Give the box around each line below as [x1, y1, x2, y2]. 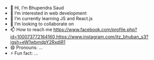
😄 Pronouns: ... [10, 44, 43, 50]
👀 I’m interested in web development [10, 10, 87, 16]
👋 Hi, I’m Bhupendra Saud [10, 5, 65, 11]
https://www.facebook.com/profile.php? [53, 27, 137, 32]
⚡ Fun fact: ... [10, 50, 38, 56]
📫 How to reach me [10, 27, 52, 32]
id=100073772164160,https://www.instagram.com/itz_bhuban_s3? [10, 34, 149, 40]
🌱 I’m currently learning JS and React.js [10, 16, 93, 21]
